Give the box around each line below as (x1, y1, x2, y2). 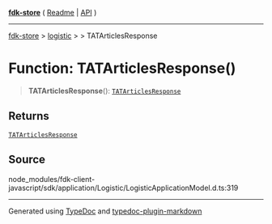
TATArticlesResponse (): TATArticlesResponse (28, 86, 181, 95)
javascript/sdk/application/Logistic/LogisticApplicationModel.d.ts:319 (8, 183, 239, 192)
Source (8, 153, 46, 167)
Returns (8, 109, 50, 123)
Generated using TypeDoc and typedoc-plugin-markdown (8, 206, 202, 216)
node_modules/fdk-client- (8, 174, 96, 184)
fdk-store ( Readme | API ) (8, 8, 97, 17)
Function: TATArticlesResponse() (8, 59, 236, 78)
